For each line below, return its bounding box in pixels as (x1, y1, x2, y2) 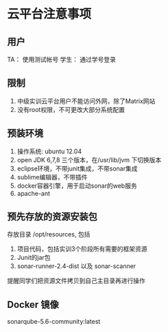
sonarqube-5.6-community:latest (7, 318, 101, 326)
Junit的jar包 (16, 254, 51, 262)
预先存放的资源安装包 (7, 211, 97, 223)
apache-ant (16, 189, 50, 197)
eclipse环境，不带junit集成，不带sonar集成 (16, 164, 138, 173)
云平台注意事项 (7, 6, 92, 22)
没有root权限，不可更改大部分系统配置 (16, 105, 125, 113)
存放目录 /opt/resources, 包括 (7, 230, 91, 239)
